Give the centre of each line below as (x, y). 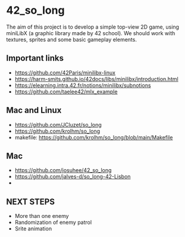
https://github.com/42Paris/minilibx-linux (65, 73)
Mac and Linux (34, 110)
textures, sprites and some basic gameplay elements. (71, 39)
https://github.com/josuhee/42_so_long (63, 170)
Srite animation (33, 229)
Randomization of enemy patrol (53, 222)
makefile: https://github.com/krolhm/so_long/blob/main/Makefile (94, 137)
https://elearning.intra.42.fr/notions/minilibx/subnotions (83, 85)
